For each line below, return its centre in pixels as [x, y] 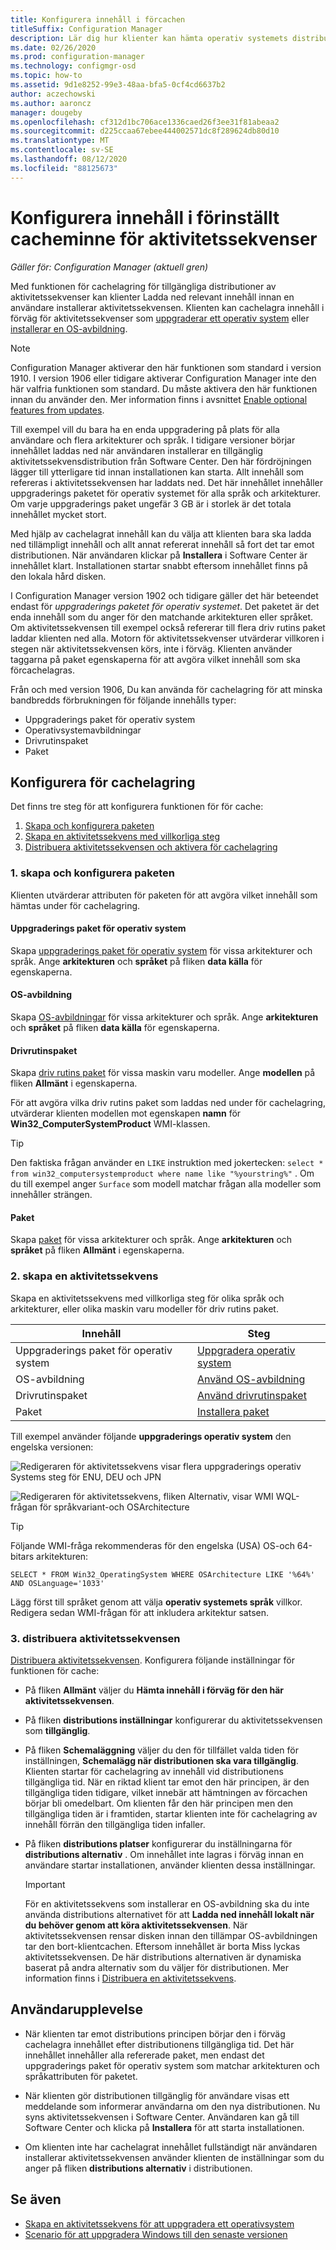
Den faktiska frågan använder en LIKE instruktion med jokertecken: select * [167, 1163]
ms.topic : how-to [46, 76]
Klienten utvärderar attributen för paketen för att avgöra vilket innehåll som [164, 895]
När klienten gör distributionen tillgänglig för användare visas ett [157, 2095]
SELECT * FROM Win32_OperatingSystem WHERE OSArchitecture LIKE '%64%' [162, 1574]
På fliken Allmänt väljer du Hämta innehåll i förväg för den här [154, 1690]
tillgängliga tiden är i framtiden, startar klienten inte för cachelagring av [171, 1814]
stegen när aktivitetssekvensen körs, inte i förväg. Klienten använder [151, 648]
